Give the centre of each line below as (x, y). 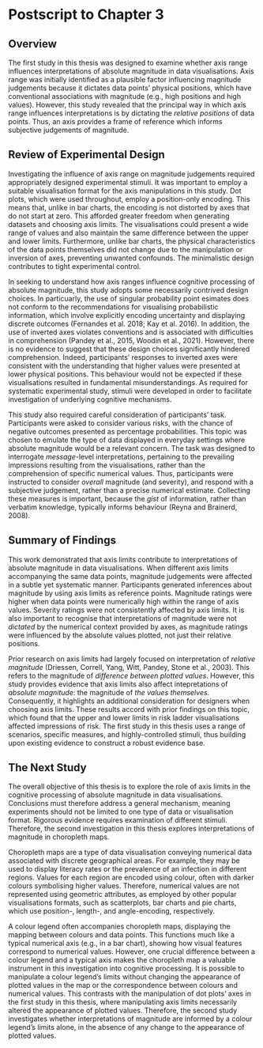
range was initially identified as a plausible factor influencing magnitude (125, 79)
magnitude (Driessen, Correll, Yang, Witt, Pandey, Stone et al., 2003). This (129, 667)
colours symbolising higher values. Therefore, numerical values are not (124, 886)
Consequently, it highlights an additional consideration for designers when (129, 701)
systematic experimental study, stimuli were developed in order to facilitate (130, 391)
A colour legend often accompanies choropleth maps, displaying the (119, 926)
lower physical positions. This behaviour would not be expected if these (125, 374)
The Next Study (47, 768)
